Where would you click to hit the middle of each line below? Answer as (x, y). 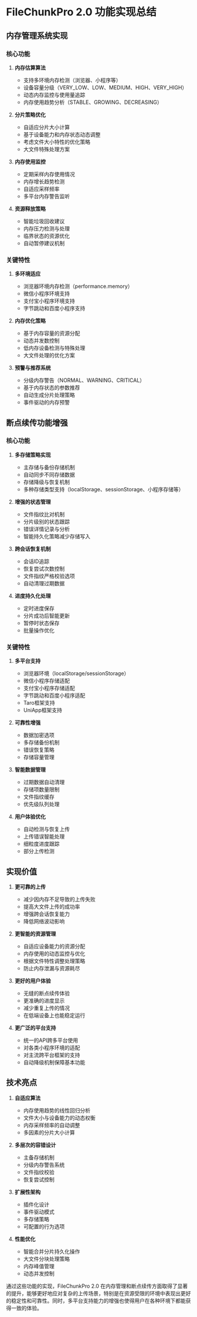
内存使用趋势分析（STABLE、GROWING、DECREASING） (93, 102)
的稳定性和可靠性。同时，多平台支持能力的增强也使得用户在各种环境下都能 (96, 1301)
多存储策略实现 (33, 455)
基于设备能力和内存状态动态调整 (62, 134)
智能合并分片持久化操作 (52, 1251)
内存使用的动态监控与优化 (54, 953)
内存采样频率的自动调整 (52, 1125)
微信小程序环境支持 (47, 294)
